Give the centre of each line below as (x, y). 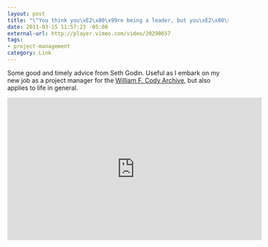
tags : (15, 40)
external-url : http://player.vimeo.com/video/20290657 (89, 33)
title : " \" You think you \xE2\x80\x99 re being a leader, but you (103, 20)
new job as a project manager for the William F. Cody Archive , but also (109, 80)
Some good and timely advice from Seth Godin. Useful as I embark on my (113, 73)
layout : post (26, 14)
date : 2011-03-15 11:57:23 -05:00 (58, 27)
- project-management (39, 46)
